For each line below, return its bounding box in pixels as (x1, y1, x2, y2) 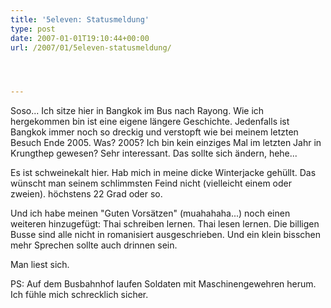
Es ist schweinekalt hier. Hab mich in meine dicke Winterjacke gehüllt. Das (10, 167, 317, 179)
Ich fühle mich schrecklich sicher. (10, 289, 149, 301)
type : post (10, 24, 56, 34)
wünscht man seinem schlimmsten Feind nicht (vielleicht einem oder (10, 177, 293, 190)
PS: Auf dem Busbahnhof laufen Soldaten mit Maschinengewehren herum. (10, 278, 317, 290)
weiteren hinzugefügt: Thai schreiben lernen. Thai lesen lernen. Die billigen (10, 218, 320, 230)
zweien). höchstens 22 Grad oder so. (10, 188, 163, 200)
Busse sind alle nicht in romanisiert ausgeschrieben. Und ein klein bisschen (10, 229, 321, 241)
